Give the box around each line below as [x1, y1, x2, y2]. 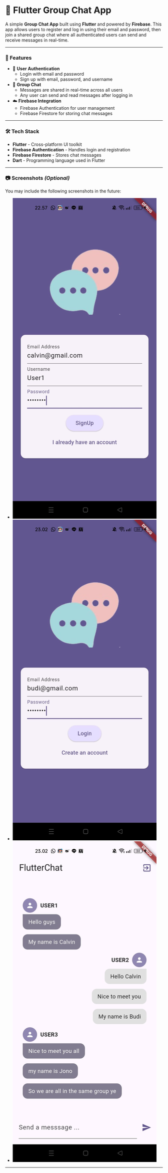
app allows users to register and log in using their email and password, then [5, 26, 161, 32]
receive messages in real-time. [5, 37, 69, 43]
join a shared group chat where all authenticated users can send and [5, 32, 146, 38]
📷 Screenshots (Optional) [5, 175, 70, 182]
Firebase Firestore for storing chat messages [19, 110, 112, 117]
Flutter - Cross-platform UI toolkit [12, 141, 82, 147]
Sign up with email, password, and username [19, 76, 113, 82]
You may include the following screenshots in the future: [5, 188, 121, 194]
